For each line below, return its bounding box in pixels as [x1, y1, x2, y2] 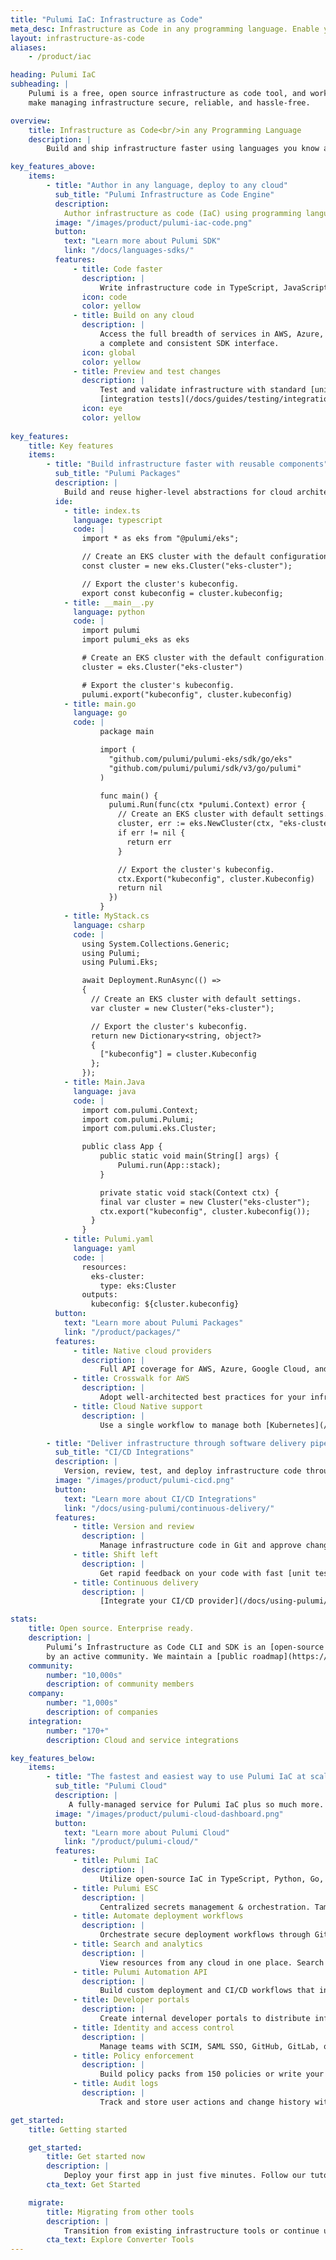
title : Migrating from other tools [46, 2207, 195, 2217]
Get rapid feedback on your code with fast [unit [99, 1568, 311, 1578]
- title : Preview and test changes [73, 366, 222, 376]
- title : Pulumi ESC [73, 1883, 159, 1893]
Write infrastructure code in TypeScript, [99, 282, 280, 293]
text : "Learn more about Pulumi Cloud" [63, 1827, 230, 1838]
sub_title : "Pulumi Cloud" [54, 1781, 168, 1791]
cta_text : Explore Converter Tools [46, 2235, 195, 2245]
